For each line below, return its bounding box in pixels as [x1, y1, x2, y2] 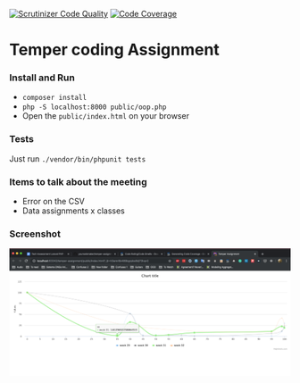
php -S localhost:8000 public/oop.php [21, 103, 167, 112]
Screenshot [9, 228, 61, 240]
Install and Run [9, 71, 76, 84]
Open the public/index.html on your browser [21, 111, 190, 121]
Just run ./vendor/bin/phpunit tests [9, 153, 146, 164]
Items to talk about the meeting [9, 175, 147, 187]
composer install [21, 94, 87, 103]
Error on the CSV [21, 196, 85, 207]
